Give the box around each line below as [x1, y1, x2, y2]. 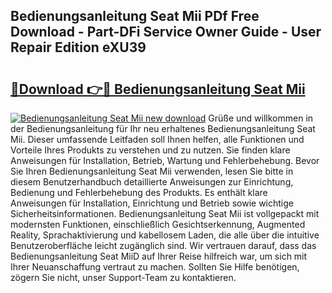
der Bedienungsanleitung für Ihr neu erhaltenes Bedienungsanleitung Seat [10, 123, 316, 134]
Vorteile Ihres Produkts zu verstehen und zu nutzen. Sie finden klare [10, 144, 291, 156]
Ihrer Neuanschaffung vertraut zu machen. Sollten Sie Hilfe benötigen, [10, 261, 300, 273]
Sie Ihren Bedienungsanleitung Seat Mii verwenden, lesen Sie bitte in [10, 165, 294, 177]
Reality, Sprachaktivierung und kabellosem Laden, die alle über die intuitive [10, 229, 320, 241]
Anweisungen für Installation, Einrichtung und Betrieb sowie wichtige [10, 197, 294, 209]
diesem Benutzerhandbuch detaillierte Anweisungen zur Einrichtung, [10, 176, 294, 188]
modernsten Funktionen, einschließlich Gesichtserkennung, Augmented [10, 219, 306, 230]
